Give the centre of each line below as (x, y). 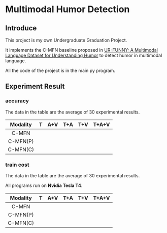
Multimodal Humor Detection (68, 9)
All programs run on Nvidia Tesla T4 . (44, 185)
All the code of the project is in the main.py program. (60, 70)
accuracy (17, 101)
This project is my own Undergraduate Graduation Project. (66, 40)
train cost (17, 165)
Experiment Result (35, 86)
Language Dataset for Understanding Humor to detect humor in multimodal (84, 55)
